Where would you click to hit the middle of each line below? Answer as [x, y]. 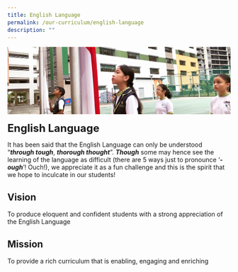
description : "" [31, 30]
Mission [25, 244]
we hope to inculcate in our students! [61, 175]
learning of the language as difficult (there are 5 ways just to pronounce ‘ [114, 160]
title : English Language [44, 15]
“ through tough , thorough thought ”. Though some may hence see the [111, 152]
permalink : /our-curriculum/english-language [75, 22]
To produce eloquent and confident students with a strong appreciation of [115, 214]
